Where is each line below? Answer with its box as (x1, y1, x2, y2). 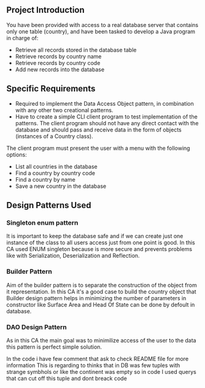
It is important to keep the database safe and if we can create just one (6, 233, 184, 240)
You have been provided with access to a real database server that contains (6, 21, 198, 28)
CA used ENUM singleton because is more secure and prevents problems (6, 246, 192, 253)
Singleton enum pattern (6, 218, 79, 227)
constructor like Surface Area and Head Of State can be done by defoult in (6, 301, 195, 308)
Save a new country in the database (15, 182, 106, 190)
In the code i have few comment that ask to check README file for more (6, 355, 189, 362)
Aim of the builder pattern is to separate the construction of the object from (6, 281, 198, 289)
